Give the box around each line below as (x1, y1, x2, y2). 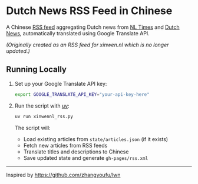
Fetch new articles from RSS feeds (23, 142, 108, 149)
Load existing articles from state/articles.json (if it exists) (23, 135, 169, 142)
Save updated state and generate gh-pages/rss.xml (23, 154, 148, 161)
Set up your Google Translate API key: (14, 80, 107, 87)
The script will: (14, 124, 51, 131)
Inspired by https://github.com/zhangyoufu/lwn (6, 171, 121, 178)
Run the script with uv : (14, 102, 70, 109)
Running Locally (6, 65, 67, 75)
